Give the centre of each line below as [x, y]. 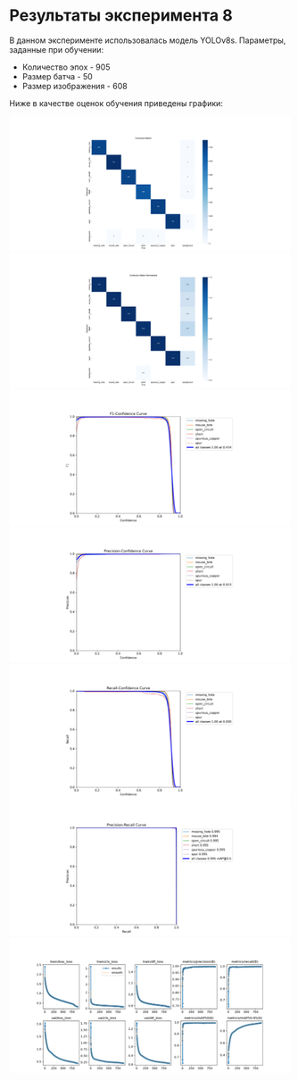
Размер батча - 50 [58, 76]
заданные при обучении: [57, 49]
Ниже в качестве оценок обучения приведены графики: [116, 103]
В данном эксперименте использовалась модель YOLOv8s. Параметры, [148, 40]
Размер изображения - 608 [74, 86]
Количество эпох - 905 [66, 67]
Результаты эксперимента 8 [121, 16]
